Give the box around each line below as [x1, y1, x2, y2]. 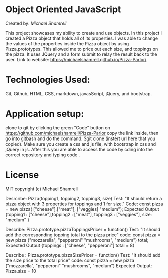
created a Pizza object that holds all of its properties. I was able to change [5, 35, 158, 41]
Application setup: [5, 108, 84, 120]
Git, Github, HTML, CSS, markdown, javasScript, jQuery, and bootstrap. [5, 90, 152, 96]
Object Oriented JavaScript [5, 4, 121, 15]
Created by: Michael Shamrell [5, 20, 67, 26]
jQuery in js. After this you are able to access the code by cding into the [5, 146, 153, 152]
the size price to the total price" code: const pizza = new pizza [5, 257, 134, 263]
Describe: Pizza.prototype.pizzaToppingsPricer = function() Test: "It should [5, 226, 160, 232]
